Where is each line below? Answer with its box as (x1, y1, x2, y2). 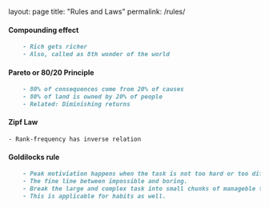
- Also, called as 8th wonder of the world (22, 50, 171, 58)
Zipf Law (8, 118, 38, 127)
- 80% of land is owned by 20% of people (22, 93, 163, 101)
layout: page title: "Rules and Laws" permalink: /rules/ (8, 7, 186, 16)
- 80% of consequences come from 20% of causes (22, 86, 184, 94)
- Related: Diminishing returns (22, 100, 130, 108)
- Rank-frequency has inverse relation (8, 135, 142, 143)
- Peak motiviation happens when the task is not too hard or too (22, 170, 249, 178)
